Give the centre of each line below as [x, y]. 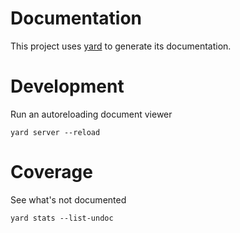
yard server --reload [55, 132]
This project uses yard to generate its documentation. [121, 46]
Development [67, 86]
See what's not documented [68, 199]
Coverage [51, 172]
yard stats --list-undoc [62, 218]
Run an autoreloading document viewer [91, 114]
